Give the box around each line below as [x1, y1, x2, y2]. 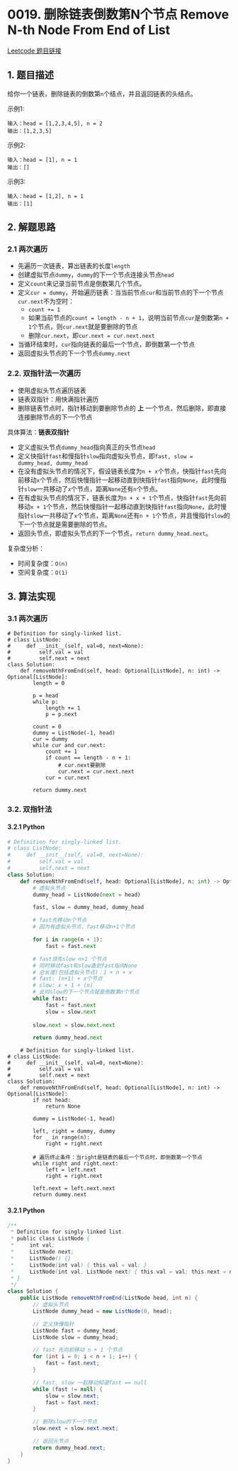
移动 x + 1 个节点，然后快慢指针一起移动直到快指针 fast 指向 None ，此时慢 [17, 502, 227, 511]
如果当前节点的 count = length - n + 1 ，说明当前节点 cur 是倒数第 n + [28, 314, 229, 322]
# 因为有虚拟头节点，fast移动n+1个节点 [33, 923, 136, 930]
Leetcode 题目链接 [7, 46, 62, 55]
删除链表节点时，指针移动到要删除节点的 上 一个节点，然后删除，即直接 [17, 404, 227, 412]
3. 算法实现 [7, 590, 56, 603]
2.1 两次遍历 [7, 244, 48, 254]
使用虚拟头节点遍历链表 [17, 386, 86, 395]
